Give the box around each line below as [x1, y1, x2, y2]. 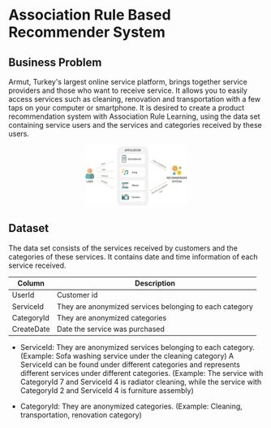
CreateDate [11, 324, 50, 334]
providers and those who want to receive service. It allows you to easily [8, 85, 247, 95]
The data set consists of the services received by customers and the [8, 242, 238, 253]
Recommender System [8, 23, 166, 41]
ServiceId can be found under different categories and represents [19, 360, 241, 369]
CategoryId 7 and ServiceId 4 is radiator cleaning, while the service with [19, 377, 262, 387]
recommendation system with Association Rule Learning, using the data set [8, 111, 260, 121]
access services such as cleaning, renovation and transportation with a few [8, 94, 261, 103]
